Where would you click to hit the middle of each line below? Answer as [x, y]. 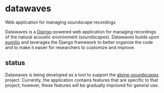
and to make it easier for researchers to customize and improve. [70, 47]
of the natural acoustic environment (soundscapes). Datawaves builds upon [82, 37]
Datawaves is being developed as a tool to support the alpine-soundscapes [82, 75]
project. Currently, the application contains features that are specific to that [82, 80]
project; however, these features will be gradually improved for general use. [82, 85]
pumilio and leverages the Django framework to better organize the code [79, 42]
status [15, 63]
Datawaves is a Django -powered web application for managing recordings [81, 31]
